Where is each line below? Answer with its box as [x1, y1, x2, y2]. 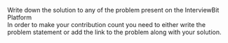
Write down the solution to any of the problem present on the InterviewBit [7, 6, 220, 14]
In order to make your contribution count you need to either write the [7, 21, 206, 28]
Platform [7, 13, 32, 21]
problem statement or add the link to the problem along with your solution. [7, 28, 222, 36]
